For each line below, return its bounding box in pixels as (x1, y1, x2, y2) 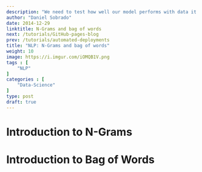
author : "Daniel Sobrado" (6, 15, 72, 21)
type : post (6, 93, 34, 99)
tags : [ (6, 59, 29, 65)
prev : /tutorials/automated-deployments (6, 37, 110, 43)
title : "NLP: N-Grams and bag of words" (6, 43, 110, 49)
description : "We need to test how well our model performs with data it (6, 8, 197, 15)
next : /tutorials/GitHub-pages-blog (6, 31, 99, 38)
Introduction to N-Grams (6, 125, 132, 139)
